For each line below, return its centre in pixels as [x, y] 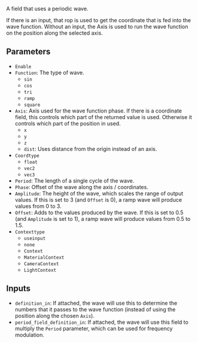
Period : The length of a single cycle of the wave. [74, 180]
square [32, 105]
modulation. [30, 335]
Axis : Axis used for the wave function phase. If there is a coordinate [98, 111]
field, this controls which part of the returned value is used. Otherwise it [103, 117]
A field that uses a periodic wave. [47, 9]
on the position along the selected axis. [54, 33]
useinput [35, 238]
